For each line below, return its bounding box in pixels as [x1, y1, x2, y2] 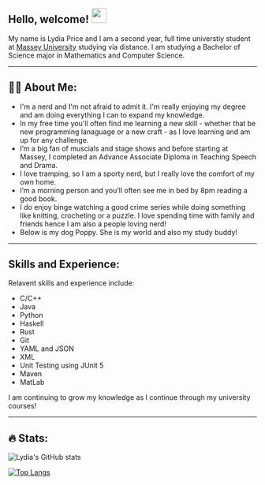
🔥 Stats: [8, 431, 49, 445]
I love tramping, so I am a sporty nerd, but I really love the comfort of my [19, 169, 255, 178]
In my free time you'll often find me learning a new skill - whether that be [19, 118, 256, 128]
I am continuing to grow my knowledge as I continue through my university [8, 393, 251, 402]
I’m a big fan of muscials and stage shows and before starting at [19, 144, 229, 153]
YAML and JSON [19, 344, 75, 353]
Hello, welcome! [8, 13, 89, 26]
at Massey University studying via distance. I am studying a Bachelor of [8, 42, 241, 51]
